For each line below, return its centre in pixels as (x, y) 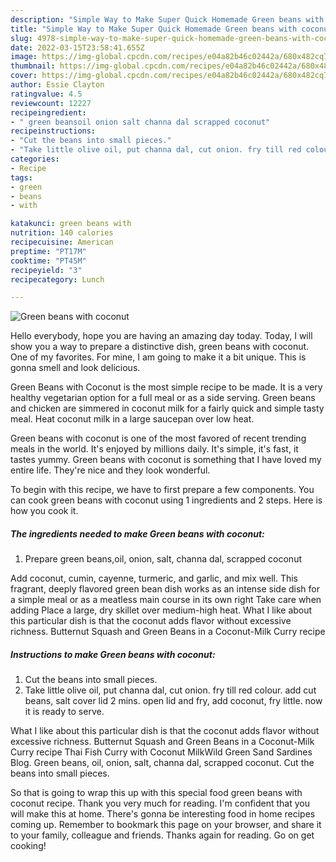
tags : (21, 177)
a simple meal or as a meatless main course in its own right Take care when (166, 600)
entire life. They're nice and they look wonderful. (110, 470)
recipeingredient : (48, 112)
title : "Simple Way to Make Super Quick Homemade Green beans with (154, 29)
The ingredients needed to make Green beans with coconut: (137, 533)
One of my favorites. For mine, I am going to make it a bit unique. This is (158, 357)
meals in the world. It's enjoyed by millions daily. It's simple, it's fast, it (154, 449)
